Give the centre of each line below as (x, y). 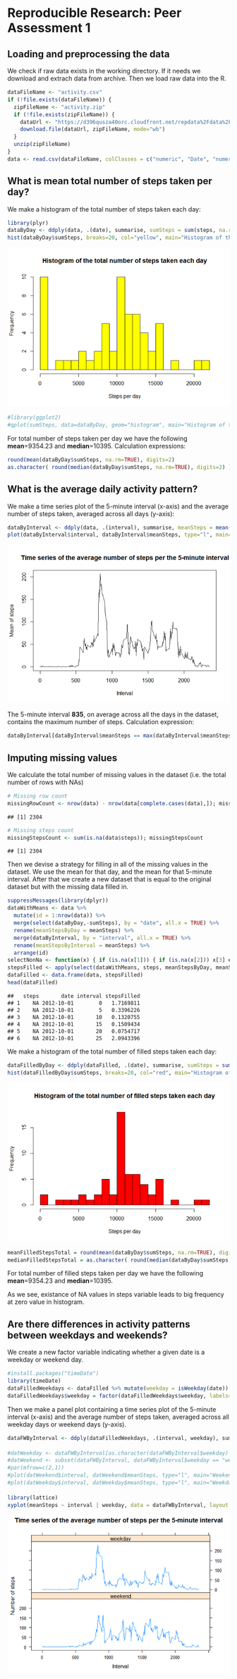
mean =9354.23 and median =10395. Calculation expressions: (97, 446)
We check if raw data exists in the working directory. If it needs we (104, 71)
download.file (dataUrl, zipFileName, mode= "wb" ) (93, 129)
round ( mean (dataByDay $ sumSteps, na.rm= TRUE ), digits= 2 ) (91, 460)
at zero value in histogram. (46, 1302)
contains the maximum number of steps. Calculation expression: (101, 722)
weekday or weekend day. (45, 1360)
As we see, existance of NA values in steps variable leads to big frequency (116, 1295)
